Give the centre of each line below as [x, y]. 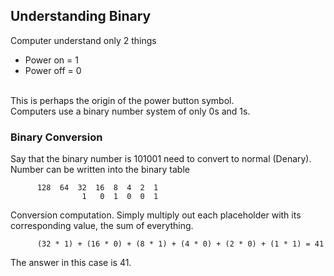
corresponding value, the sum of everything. [102, 226]
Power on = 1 [51, 60]
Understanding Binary [81, 16]
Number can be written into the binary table [100, 170]
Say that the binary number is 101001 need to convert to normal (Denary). [161, 159]
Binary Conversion [56, 137]
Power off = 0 [53, 70]
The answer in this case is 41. [71, 263]
